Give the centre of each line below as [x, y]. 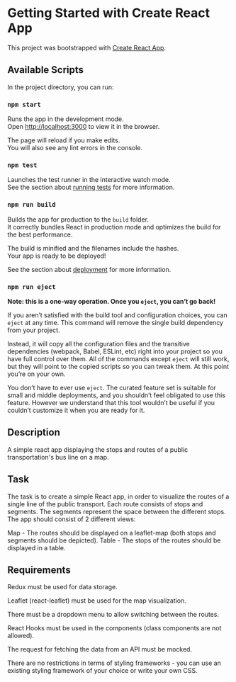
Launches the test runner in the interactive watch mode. [89, 180]
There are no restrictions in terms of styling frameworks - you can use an [114, 663]
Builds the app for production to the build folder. [78, 219]
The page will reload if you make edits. [64, 140]
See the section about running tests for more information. [91, 187]
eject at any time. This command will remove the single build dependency [116, 322]
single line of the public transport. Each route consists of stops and [105, 504]
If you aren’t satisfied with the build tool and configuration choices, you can [118, 315]
